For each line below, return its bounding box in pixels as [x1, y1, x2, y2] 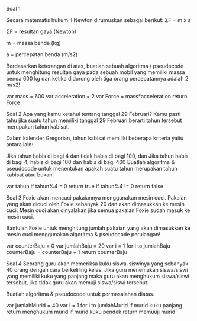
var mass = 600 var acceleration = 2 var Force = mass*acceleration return [6, 93, 188, 99]
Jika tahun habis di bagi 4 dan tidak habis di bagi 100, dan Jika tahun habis [6, 152, 189, 159]
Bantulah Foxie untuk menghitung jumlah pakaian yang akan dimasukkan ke [6, 224, 190, 232]
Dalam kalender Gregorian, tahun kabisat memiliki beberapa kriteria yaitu [6, 134, 184, 142]
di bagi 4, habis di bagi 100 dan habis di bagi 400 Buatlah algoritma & [6, 159, 175, 165]
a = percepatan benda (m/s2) [6, 51, 78, 58]
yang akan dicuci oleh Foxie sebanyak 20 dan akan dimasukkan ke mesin [6, 201, 185, 207]
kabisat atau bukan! [6, 171, 54, 178]
